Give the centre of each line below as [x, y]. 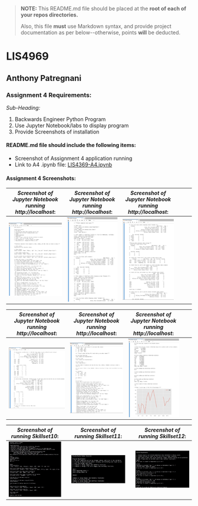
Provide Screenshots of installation [57, 132]
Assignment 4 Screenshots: [41, 178]
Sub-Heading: [23, 107]
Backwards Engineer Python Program [60, 119]
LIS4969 [27, 56]
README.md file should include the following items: [71, 145]
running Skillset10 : [35, 436]
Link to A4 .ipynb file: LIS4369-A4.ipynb [63, 165]
